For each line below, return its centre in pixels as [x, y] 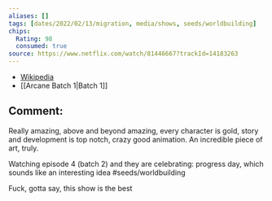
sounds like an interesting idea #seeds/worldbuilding [97, 173]
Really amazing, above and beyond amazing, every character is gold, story [134, 130]
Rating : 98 [34, 39]
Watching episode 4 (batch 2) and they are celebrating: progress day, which [136, 164]
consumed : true [42, 46]
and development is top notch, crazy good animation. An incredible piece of [136, 139]
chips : [20, 31]
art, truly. [24, 148]
